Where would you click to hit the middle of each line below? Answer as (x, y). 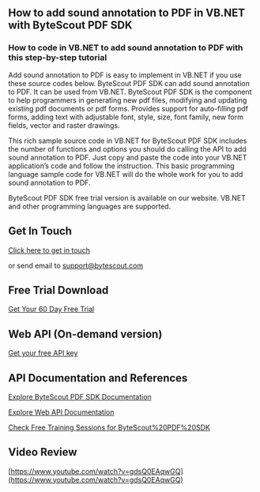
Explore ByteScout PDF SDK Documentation (80, 396)
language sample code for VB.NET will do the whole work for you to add (126, 174)
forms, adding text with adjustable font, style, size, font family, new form (126, 117)
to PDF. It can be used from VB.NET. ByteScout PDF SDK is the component (130, 92)
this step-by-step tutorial (58, 58)
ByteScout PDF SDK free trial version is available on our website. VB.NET (127, 197)
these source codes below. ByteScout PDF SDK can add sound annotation (129, 83)
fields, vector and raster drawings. (64, 125)
